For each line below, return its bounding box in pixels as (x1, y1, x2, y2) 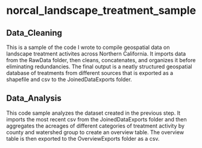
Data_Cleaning (6, 28, 62, 38)
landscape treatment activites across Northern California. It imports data (6, 50, 186, 57)
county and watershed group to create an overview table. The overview (6, 128, 185, 136)
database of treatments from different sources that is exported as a (6, 69, 174, 76)
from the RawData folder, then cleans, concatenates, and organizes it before (6, 57, 196, 63)
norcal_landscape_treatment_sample (6, 4, 197, 18)
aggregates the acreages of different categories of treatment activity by (6, 122, 185, 129)
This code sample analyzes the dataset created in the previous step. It (6, 109, 181, 117)
